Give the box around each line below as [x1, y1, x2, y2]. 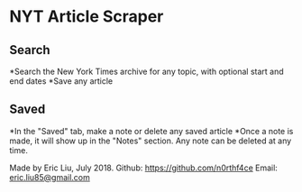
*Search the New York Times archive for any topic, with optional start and [9, 66, 284, 77]
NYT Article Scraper [9, 6, 164, 27]
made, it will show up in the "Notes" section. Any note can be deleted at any [9, 135, 292, 146]
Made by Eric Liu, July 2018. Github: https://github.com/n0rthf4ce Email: [9, 162, 278, 173]
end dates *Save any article [9, 76, 114, 87]
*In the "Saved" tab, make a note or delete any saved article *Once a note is [9, 125, 294, 136]
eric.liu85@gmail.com [9, 171, 90, 182]
